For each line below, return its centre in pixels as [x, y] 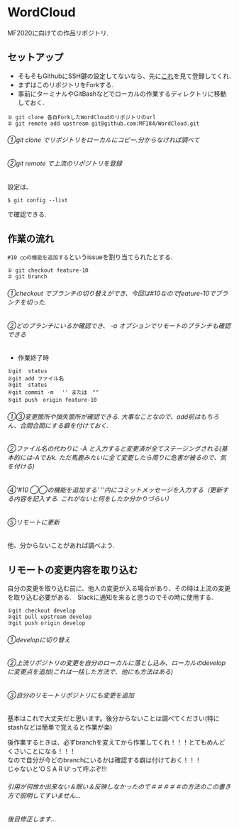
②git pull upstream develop [50, 617]
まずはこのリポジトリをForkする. [66, 84]
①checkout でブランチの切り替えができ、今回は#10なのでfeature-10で [112, 293]
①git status [27, 371]
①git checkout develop [41, 611]
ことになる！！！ [51, 751]
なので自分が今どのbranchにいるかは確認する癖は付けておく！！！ [105, 760]
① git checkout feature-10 [48, 270]
